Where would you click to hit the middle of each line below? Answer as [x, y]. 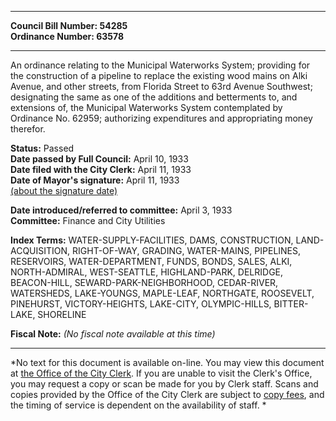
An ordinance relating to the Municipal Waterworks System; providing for [160, 65]
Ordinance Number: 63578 [67, 36]
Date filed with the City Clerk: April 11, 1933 [101, 169]
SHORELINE [62, 314]
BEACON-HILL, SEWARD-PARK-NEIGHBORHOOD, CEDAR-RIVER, [144, 282]
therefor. [28, 129]
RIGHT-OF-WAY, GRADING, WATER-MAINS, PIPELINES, [187, 250]
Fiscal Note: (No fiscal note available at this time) [113, 334]
